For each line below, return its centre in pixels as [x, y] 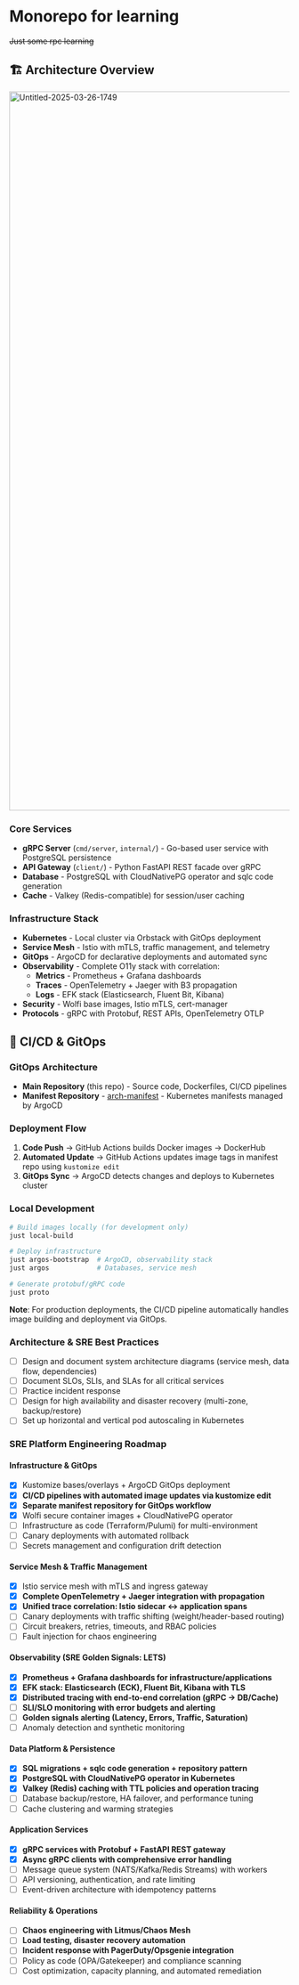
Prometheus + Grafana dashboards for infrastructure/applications [147, 1677]
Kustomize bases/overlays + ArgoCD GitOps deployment [126, 1485]
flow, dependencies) [60, 1371]
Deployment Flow [48, 1128]
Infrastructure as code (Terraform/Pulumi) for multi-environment [140, 1525]
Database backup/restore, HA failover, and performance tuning [137, 1798]
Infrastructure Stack [54, 918]
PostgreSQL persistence [67, 858]
